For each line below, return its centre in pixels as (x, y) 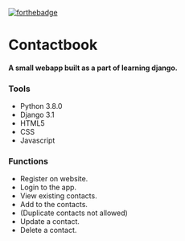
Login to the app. (48, 187)
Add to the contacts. (54, 205)
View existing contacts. (59, 196)
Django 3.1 (37, 115)
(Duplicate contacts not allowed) (74, 213)
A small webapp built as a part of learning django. (93, 68)
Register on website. (54, 179)
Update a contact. (50, 222)
